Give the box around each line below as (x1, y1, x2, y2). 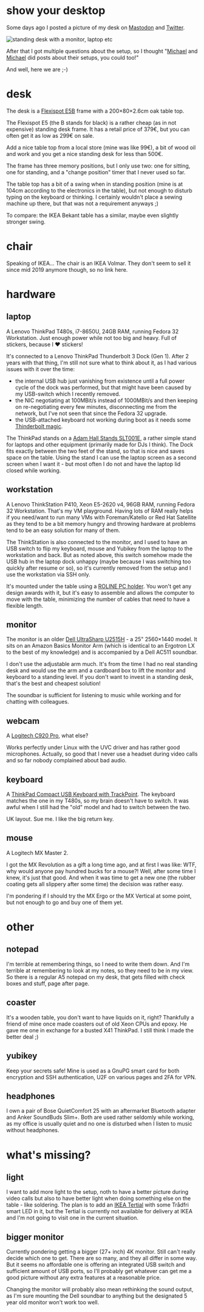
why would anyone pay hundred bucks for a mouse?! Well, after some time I (6, 867, 196, 874)
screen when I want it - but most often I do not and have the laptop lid (6, 460, 181, 467)
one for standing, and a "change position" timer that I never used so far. (6, 168, 186, 176)
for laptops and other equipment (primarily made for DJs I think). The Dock (6, 441, 194, 448)
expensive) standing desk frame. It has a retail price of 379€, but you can (6, 126, 190, 133)
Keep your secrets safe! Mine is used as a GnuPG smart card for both (6, 1067, 180, 1074)
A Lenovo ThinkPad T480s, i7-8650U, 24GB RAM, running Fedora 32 (6, 327, 179, 335)
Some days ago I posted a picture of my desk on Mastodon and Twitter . (6, 24, 185, 31)
